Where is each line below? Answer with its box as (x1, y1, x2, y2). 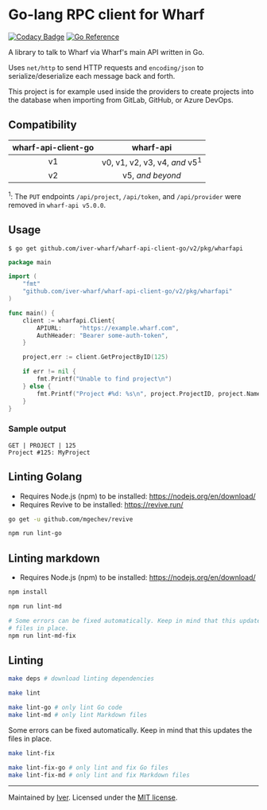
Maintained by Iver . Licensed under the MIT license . (8, 792, 178, 802)
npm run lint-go (8, 530, 62, 538)
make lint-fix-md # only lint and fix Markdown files (8, 771, 191, 779)
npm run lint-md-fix (8, 632, 77, 640)
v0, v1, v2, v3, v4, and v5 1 (102, 155, 203, 168)
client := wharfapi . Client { (22, 316, 115, 324)
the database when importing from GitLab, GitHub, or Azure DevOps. (8, 95, 234, 104)
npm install (8, 588, 48, 597)
